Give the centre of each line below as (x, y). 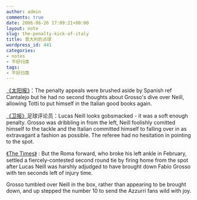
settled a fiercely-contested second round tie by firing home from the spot (97, 160)
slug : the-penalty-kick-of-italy (48, 34)
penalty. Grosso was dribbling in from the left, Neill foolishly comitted (91, 122)
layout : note (22, 28)
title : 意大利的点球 (29, 39)
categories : (21, 51)
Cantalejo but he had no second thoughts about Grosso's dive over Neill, (95, 97)
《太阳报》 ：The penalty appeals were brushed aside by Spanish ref (89, 91)
